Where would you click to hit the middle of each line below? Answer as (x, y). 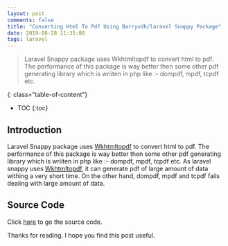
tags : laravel (28, 39)
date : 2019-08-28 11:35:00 (46, 33)
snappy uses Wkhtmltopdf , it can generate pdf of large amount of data (108, 168)
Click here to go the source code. (55, 222)
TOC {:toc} (33, 108)
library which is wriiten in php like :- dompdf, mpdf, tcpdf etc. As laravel (109, 161)
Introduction (35, 130)
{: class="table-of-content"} (47, 95)
